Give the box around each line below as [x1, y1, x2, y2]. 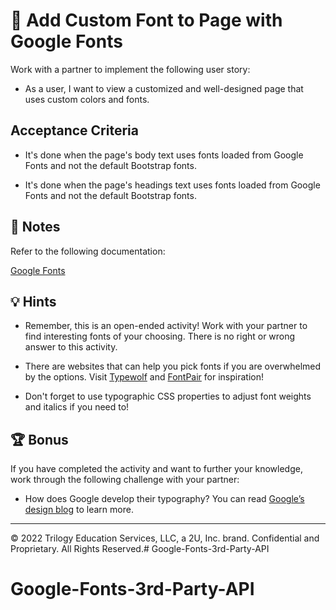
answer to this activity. [24, 341, 118, 353]
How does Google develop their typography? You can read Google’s [24, 493, 305, 505]
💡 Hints [10, 293, 57, 310]
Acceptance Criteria [10, 122, 139, 139]
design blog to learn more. [24, 504, 134, 516]
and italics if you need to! [24, 401, 130, 413]
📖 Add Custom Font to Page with [10, 9, 283, 32]
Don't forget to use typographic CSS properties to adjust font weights [24, 390, 312, 403]
